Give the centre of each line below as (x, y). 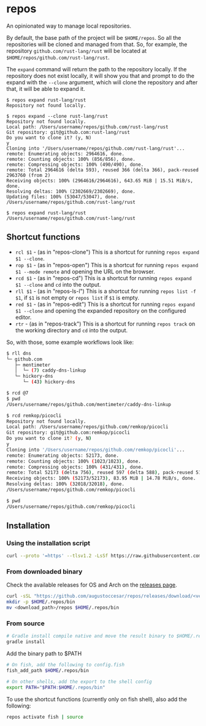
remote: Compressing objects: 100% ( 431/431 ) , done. (75, 467)
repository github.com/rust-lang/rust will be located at (77, 50)
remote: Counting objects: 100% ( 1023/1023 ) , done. (74, 461)
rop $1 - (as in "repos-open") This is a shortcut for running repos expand (107, 265)
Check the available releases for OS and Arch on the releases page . (92, 585)
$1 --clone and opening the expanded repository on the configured (101, 310)
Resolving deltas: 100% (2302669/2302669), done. (71, 191)
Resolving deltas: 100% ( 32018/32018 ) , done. (65, 484)
